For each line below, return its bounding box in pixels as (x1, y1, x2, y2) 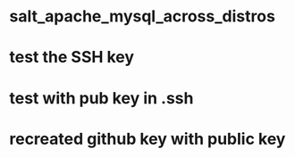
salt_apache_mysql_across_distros (9, 6, 275, 27)
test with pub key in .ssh (9, 87, 194, 108)
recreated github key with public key (9, 128, 286, 149)
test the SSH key (9, 47, 135, 68)
